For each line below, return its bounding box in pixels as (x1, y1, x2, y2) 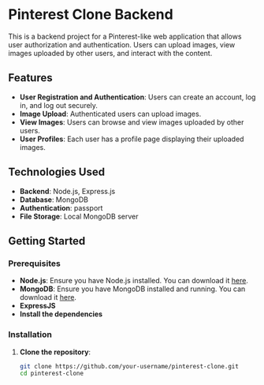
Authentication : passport (19, 203, 103, 212)
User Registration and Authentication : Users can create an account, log (19, 92, 256, 102)
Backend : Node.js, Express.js (19, 186, 116, 196)
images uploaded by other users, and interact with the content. (8, 48, 213, 58)
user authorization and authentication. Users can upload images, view (8, 39, 236, 49)
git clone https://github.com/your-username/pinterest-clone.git (19, 362, 239, 370)
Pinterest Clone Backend (8, 6, 173, 24)
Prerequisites (8, 258, 61, 269)
